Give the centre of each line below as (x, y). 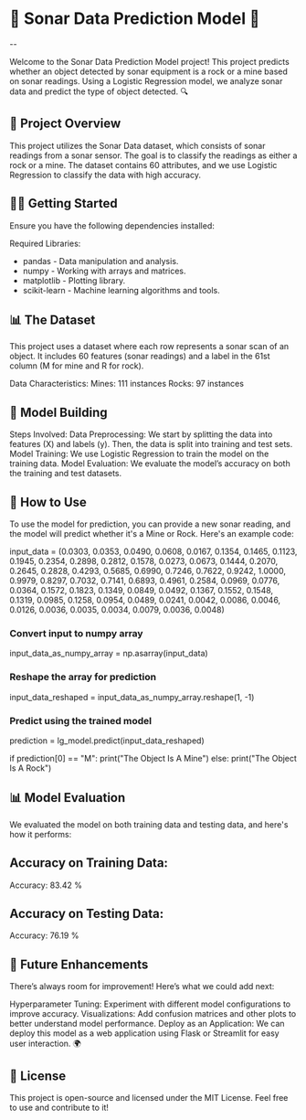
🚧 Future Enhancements (79, 964)
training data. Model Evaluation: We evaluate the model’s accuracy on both (150, 464)
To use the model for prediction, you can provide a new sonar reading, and (150, 524)
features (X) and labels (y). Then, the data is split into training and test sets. (151, 444)
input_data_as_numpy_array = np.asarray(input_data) (109, 654)
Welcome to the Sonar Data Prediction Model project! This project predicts (149, 61)
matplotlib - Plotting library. (74, 280)
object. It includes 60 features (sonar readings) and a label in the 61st (140, 357)
